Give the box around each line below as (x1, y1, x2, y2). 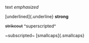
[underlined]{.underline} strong (5, 14, 68, 19)
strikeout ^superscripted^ (5, 23, 56, 29)
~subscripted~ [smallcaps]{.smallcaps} (5, 33, 85, 38)
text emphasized (5, 4, 39, 10)
